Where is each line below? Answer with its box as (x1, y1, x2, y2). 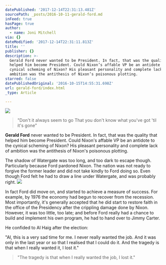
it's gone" (17, 122, 38, 129)
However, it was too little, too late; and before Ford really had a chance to (5, 210, 154, 216)
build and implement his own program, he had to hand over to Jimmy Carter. (5, 215, 161, 221)
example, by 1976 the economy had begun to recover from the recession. (5, 194, 154, 200)
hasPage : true (5, 21, 35, 26)
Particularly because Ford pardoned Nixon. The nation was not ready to (5, 163, 151, 169)
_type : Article (5, 90, 37, 95)
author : (5, 26, 21, 31)
